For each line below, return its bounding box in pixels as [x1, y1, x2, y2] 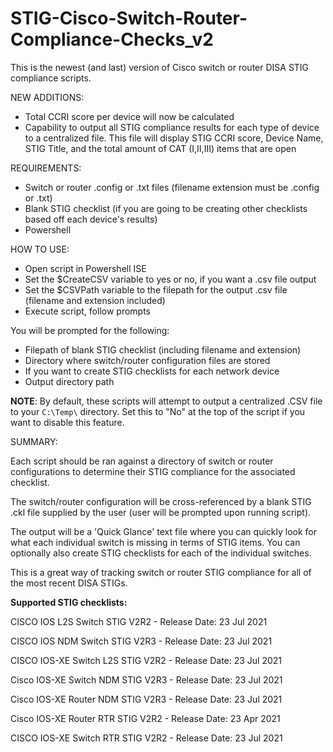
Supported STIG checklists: [10, 596, 128, 608]
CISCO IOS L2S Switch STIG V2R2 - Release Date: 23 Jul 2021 [10, 615, 268, 627]
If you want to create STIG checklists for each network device [24, 365, 280, 377]
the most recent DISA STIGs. [10, 577, 128, 589]
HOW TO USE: [10, 243, 70, 255]
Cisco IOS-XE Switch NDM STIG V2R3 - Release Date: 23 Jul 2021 [10, 673, 283, 686]
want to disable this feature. [10, 416, 125, 428]
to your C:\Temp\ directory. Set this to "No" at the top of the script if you [10, 405, 306, 417]
